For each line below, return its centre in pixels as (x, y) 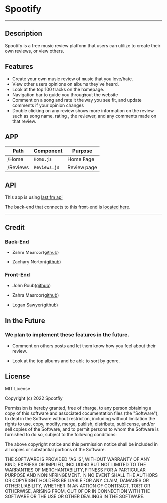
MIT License (18, 388)
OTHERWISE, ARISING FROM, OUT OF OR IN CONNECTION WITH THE (78, 491)
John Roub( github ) (32, 286)
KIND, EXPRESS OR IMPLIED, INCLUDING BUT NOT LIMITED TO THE (76, 464)
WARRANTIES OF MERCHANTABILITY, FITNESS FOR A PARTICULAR (75, 470)
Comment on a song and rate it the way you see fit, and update (77, 100)
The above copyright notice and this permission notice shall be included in (81, 444)
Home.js (43, 159)
